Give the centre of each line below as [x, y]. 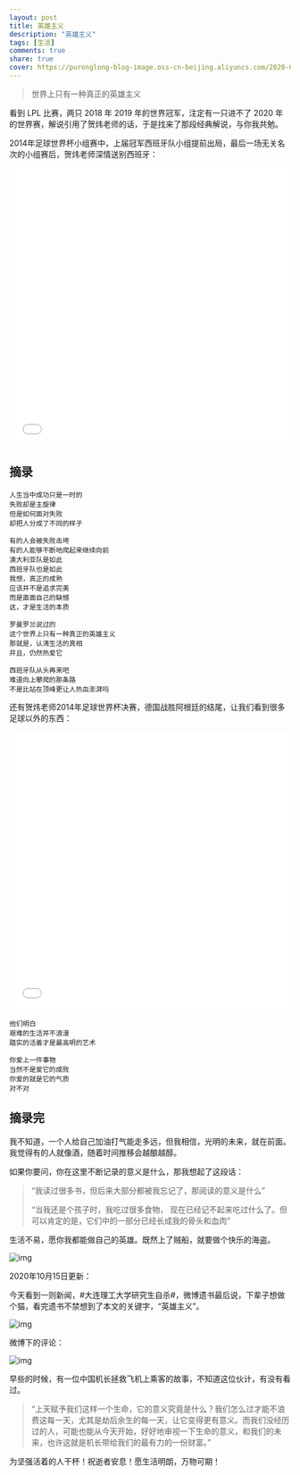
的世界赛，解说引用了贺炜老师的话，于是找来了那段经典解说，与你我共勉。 [146, 124]
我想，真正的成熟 [36, 578]
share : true [31, 59]
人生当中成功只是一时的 [46, 495]
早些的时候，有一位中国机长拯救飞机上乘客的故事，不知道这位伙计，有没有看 [150, 1379]
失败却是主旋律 [33, 504]
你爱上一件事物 [33, 1060]
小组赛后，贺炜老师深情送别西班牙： [91, 154]
